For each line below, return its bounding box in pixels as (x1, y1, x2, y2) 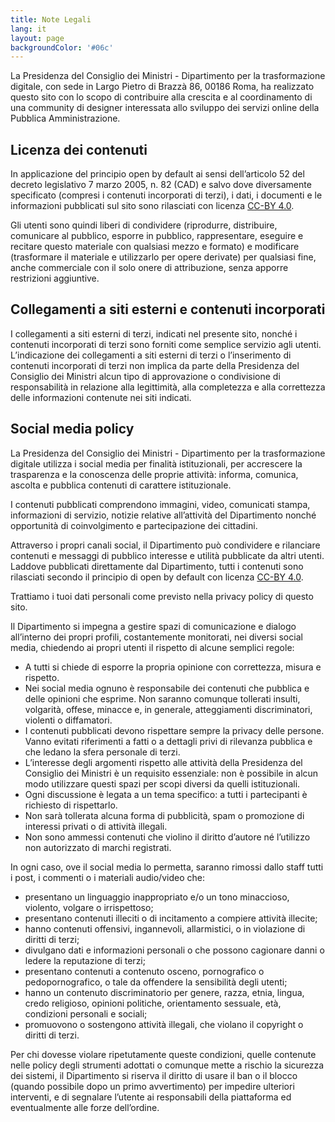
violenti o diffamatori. (24, 714, 113, 726)
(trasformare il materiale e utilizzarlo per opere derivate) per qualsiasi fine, (10, 251, 317, 263)
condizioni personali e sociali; (24, 1007, 148, 1020)
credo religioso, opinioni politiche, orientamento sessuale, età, (24, 997, 282, 1009)
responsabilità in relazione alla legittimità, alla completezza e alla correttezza (10, 381, 326, 393)
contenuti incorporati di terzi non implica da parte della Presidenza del (10, 359, 300, 371)
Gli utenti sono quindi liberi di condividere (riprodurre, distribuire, (10, 219, 278, 231)
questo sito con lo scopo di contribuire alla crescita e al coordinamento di (10, 91, 313, 103)
